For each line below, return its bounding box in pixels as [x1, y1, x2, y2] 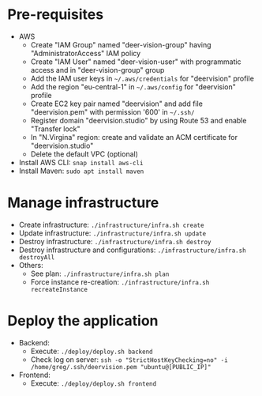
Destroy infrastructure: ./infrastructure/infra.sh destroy [18, 236, 211, 246]
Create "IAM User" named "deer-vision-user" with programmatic [30, 57, 241, 66]
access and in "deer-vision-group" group [30, 65, 165, 74]
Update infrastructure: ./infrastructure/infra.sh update [18, 228, 207, 238]
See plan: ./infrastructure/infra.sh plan [30, 269, 170, 278]
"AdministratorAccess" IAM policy [30, 48, 141, 58]
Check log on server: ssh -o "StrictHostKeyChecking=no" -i [30, 354, 228, 364]
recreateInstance [30, 285, 88, 293]
